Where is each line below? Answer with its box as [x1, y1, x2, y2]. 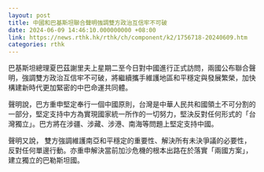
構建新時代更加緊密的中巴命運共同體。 [8, 83, 132, 93]
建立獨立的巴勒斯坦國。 [8, 156, 84, 165]
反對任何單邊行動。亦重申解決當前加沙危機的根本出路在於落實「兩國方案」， [8, 146, 253, 156]
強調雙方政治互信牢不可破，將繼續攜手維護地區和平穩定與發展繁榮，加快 [21, 73, 256, 82]
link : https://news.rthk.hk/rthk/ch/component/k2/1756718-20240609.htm [8, 33, 247, 42]
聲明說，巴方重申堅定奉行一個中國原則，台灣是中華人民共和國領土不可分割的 [8, 100, 256, 109]
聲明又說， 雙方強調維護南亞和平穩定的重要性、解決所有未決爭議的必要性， [8, 136, 251, 145]
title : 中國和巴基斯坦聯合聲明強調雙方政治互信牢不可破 [8, 19, 167, 27]
